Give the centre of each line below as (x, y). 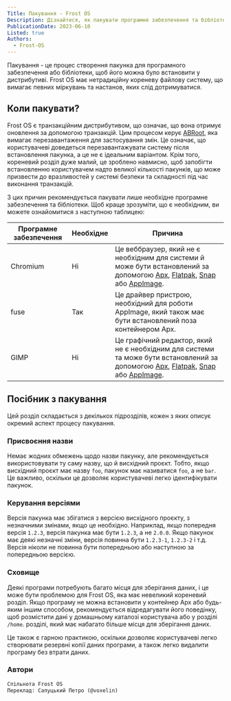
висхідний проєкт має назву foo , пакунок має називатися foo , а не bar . (112, 470)
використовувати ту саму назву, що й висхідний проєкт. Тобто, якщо (108, 463)
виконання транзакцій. (41, 184)
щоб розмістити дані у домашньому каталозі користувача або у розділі (112, 616)
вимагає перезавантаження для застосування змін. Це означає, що (107, 140)
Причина (168, 233)
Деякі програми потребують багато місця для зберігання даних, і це (108, 587)
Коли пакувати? (43, 108)
